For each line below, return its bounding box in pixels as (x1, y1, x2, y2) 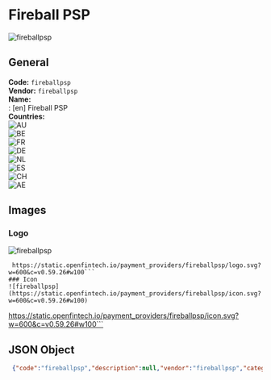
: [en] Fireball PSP (8, 102, 69, 112)
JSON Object (8, 343, 75, 357)
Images (8, 203, 47, 217)
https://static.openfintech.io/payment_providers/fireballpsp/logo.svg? (11, 261, 262, 269)
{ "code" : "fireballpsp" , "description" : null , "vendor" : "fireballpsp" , (11, 365, 244, 373)
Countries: (8, 111, 45, 121)
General (8, 56, 50, 69)
